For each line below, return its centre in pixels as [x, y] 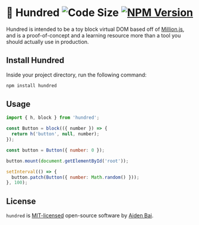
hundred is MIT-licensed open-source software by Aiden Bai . [80, 216]
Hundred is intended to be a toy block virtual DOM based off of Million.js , [95, 29]
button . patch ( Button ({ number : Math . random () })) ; [75, 177]
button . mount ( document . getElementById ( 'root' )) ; [67, 161]
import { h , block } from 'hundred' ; [53, 118]
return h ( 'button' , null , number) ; [56, 134]
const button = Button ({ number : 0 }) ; [56, 150]
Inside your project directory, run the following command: [76, 75]
